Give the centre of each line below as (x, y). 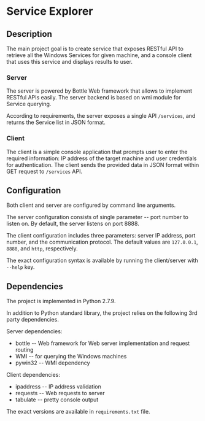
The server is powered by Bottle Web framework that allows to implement (99, 91)
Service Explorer (50, 11)
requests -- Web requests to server (60, 393)
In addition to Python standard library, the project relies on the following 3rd (102, 313)
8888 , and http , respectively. (42, 249)
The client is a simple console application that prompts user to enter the (97, 152)
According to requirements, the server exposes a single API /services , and (101, 116)
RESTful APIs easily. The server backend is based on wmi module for (94, 98)
